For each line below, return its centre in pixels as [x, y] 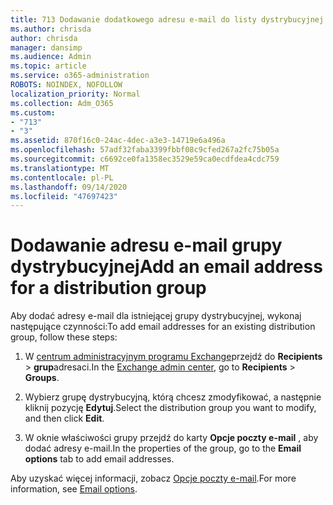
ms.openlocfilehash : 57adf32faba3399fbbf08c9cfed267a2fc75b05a [145, 150]
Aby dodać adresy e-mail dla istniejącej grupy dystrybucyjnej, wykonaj [156, 316]
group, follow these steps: [64, 337]
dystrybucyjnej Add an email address [166, 267]
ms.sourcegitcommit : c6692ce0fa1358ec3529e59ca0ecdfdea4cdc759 [145, 159]
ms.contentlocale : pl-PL [62, 177]
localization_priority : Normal [75, 94]
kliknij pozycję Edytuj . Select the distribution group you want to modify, [170, 408]
